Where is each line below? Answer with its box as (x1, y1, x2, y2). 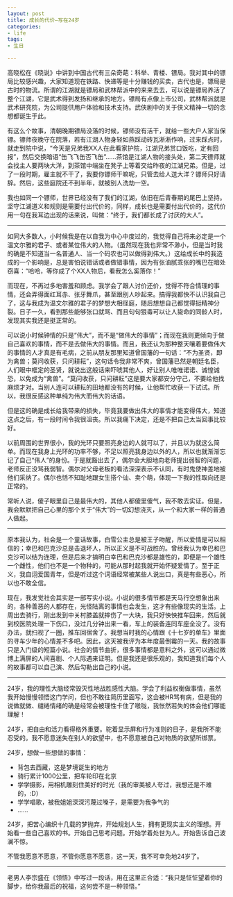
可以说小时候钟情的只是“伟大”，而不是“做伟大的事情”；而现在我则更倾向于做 (7, 331, 225, 339)
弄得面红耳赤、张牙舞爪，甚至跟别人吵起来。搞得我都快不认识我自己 (31, 290, 226, 299)
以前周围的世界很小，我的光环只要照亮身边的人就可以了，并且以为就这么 (7, 439, 214, 446)
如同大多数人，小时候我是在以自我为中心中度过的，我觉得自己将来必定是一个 (7, 232, 226, 240)
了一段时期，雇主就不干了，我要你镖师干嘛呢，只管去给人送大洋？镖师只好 (7, 170, 220, 178)
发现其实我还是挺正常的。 (7, 317, 80, 324)
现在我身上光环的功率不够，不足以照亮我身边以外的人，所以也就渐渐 (25, 447, 220, 455)
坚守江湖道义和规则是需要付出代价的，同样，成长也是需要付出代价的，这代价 (7, 202, 226, 210)
